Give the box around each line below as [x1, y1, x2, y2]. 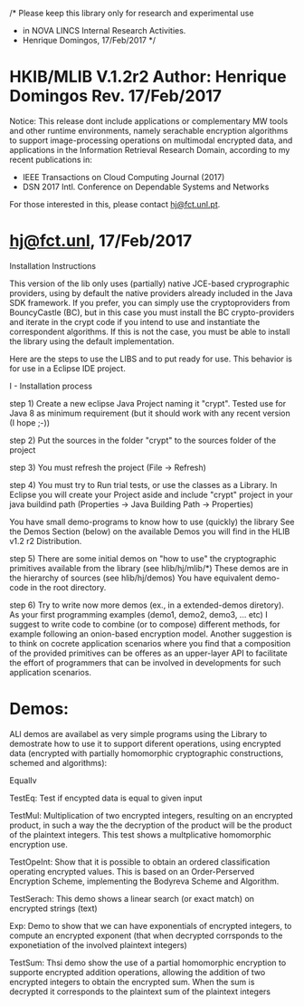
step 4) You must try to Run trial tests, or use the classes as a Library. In [9, 479, 278, 490]
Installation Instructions [9, 260, 97, 271]
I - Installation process [9, 380, 93, 391]
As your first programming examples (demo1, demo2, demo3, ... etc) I [9, 608, 269, 619]
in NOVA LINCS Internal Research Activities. [22, 25, 186, 35]
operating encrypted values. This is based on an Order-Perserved [9, 866, 255, 877]
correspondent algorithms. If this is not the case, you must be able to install [9, 326, 290, 337]
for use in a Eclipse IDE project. [9, 362, 127, 374]
